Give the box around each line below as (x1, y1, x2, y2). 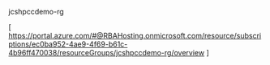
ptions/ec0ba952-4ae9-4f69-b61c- (8, 39, 128, 49)
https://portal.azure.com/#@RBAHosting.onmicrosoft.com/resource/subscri (8, 31, 262, 40)
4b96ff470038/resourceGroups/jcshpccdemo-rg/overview (8, 48, 205, 57)
